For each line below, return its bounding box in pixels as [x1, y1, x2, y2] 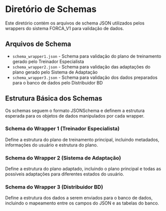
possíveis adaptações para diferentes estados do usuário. [5, 171, 125, 177]
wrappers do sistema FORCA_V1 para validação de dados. [5, 25, 124, 31]
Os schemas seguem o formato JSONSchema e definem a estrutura [5, 107, 145, 113]
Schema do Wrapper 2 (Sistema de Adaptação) [5, 154, 121, 161]
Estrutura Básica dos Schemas [5, 94, 102, 103]
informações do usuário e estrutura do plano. [5, 141, 98, 148]
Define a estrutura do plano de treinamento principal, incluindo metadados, [5, 136, 160, 142]
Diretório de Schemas [5, 3, 97, 15]
